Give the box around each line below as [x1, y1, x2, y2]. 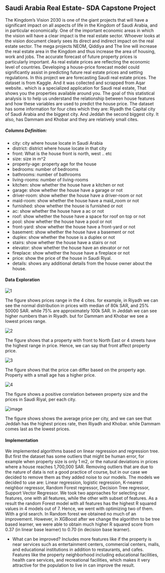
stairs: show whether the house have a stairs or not [12, 239, 117, 245]
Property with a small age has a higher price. [5, 372, 96, 378]
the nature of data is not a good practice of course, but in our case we [5, 469, 148, 475]
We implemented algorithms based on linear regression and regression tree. [5, 448, 160, 454]
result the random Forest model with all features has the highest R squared [5, 501, 157, 507]
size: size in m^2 [12, 156, 46, 161]
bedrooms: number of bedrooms [12, 166, 79, 172]
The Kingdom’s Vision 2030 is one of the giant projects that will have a [5, 17, 148, 23]
